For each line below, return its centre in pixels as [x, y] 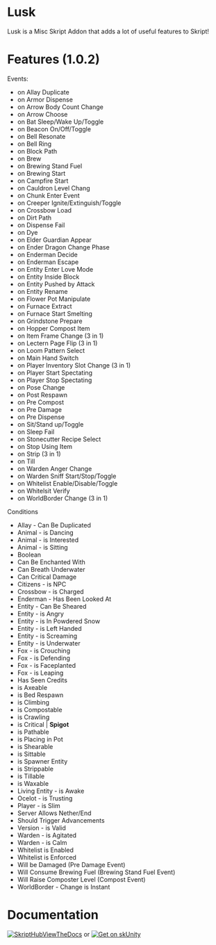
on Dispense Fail [41, 225]
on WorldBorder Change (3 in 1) [63, 498]
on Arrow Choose [42, 114]
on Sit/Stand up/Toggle [50, 424]
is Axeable [32, 687]
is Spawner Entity [42, 761]
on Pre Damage [40, 409]
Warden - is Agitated [47, 835]
